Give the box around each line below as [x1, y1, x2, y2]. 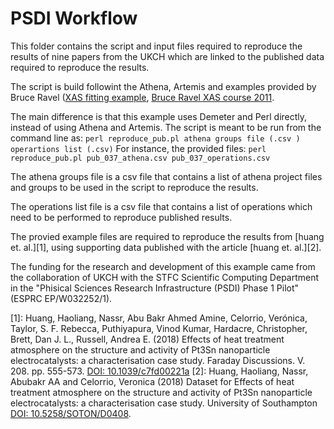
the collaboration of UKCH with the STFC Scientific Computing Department [10, 271, 320, 283]
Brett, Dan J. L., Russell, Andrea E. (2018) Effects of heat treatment [10, 333, 285, 345]
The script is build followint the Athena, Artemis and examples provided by [10, 80, 317, 92]
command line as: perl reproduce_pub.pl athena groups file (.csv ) [10, 132, 301, 144]
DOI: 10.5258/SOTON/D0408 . [10, 407, 132, 419]
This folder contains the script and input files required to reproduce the [10, 40, 303, 52]
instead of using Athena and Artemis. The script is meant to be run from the [10, 121, 322, 133]
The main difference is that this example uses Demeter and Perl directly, [10, 110, 308, 122]
